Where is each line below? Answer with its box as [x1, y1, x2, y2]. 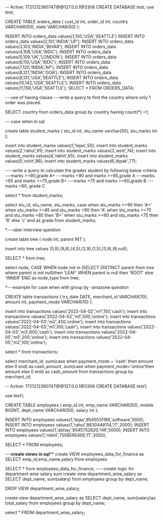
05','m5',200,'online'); [5, 334, 48, 340]
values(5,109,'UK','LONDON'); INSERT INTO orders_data [5, 54, 117, 60]
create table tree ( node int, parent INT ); [5, 236, 86, 242]
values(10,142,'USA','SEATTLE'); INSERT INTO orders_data [5, 80, 121, 86]
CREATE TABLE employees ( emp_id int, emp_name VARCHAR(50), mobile [5, 402, 154, 408]
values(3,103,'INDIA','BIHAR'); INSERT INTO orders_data [5, 44, 116, 49]
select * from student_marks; [5, 192, 63, 198]
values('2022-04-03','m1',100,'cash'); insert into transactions [5, 324, 127, 330]
